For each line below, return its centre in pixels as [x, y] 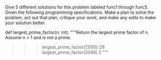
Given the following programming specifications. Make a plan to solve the [80, 12]
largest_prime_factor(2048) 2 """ [75, 52]
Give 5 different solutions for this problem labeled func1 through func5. [77, 7]
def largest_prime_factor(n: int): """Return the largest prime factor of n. [77, 32]
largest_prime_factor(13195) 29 [73, 47]
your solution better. [25, 23]
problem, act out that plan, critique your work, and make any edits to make [80, 17]
